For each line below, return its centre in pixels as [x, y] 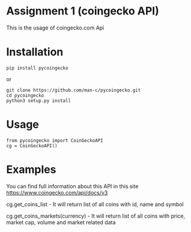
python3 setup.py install [38, 100]
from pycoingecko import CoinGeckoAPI [55, 140]
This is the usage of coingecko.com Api [55, 28]
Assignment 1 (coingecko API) [83, 11]
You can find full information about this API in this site [72, 186]
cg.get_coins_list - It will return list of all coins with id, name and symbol [95, 204]
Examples [31, 169]
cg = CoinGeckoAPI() [32, 145]
